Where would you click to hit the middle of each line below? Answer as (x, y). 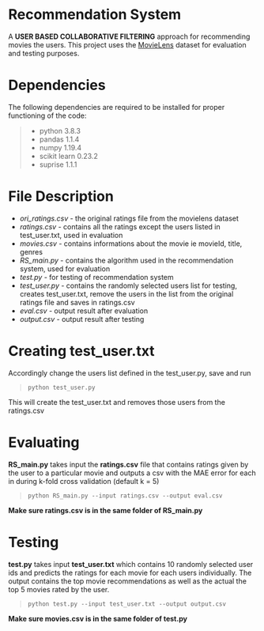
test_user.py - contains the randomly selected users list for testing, (128, 285)
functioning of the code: (47, 115)
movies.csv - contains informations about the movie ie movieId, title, (131, 244)
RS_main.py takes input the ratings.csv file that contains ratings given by (128, 464)
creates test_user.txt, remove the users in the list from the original (126, 293)
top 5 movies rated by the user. (59, 589)
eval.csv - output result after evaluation (84, 311)
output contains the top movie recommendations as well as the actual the (128, 581)
